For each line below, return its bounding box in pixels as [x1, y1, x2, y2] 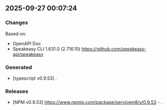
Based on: [5, 30, 26, 37]
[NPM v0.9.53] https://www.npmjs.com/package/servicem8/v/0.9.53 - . [12, 99, 162, 105]
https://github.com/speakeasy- [81, 45, 147, 52]
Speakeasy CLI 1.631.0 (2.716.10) [12, 45, 81, 52]
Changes [5, 19, 28, 26]
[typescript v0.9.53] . [12, 75, 57, 81]
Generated [5, 64, 32, 71]
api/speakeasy [12, 51, 44, 57]
